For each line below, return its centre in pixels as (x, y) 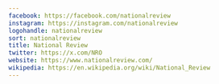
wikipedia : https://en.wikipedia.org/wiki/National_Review (109, 68)
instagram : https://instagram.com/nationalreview (93, 23)
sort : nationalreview (45, 38)
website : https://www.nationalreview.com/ (81, 61)
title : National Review (48, 46)
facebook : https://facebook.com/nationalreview (90, 16)
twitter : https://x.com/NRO (56, 53)
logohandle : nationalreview (56, 30)
